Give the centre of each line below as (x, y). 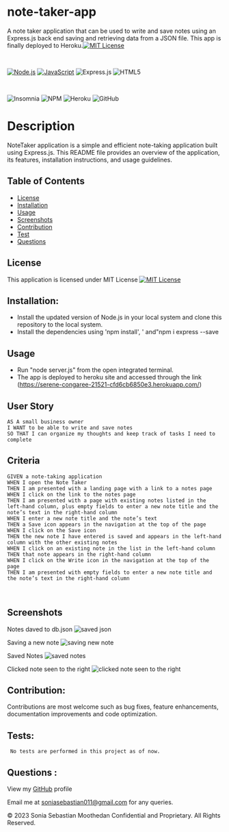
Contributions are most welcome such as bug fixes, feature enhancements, (113, 707)
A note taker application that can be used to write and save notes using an (112, 31)
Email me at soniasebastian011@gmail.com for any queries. (90, 802)
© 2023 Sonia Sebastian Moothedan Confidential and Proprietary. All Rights (114, 815)
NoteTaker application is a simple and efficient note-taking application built (112, 145)
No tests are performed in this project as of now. (85, 752)
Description (41, 126)
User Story (30, 406)
